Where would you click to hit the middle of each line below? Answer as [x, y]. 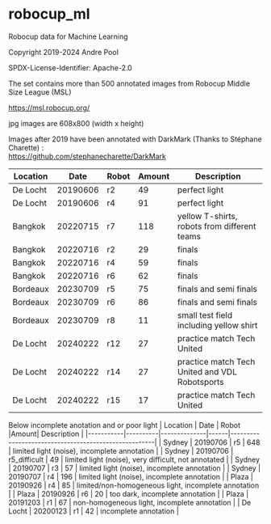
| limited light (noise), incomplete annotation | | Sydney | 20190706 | [121, 450]
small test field [204, 315]
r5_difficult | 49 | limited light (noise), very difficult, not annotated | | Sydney [134, 459]
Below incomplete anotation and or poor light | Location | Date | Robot [124, 425]
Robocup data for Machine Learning [68, 36]
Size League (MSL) [40, 92]
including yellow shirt [217, 325]
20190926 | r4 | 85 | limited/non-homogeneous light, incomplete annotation [134, 485]
